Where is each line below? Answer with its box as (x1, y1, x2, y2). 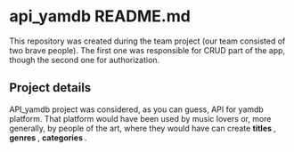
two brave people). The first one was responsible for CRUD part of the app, (9, 44, 286, 55)
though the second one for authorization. (9, 54, 160, 65)
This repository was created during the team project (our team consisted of (9, 36, 286, 46)
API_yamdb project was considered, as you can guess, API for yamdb (9, 104, 265, 115)
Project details (9, 80, 92, 95)
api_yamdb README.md (9, 6, 192, 27)
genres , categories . (9, 132, 87, 143)
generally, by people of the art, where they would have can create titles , (9, 123, 276, 133)
